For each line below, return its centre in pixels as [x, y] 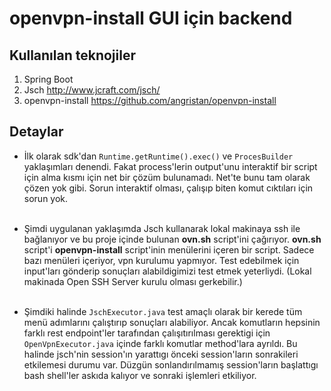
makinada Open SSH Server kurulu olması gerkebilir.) [133, 281]
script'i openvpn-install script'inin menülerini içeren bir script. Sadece [169, 249]
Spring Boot [48, 79]
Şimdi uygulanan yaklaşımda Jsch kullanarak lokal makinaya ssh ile [162, 228]
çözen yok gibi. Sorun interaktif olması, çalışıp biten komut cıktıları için [168, 188]
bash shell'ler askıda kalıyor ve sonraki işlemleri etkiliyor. [140, 375]
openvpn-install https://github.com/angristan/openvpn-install [150, 100]
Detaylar [36, 132]
